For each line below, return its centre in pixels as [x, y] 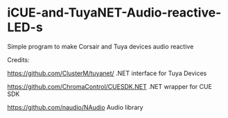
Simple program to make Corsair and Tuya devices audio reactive [100, 46]
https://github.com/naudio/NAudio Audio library [75, 107]
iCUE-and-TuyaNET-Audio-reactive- [114, 13]
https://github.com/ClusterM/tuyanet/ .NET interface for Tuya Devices [107, 73]
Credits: [18, 59]
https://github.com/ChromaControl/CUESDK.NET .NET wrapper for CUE [110, 86]
